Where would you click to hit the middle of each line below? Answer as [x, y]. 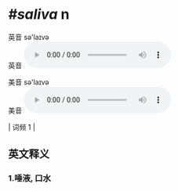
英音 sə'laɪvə [29, 37]
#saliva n [39, 14]
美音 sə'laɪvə [29, 82]
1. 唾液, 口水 [29, 178]
